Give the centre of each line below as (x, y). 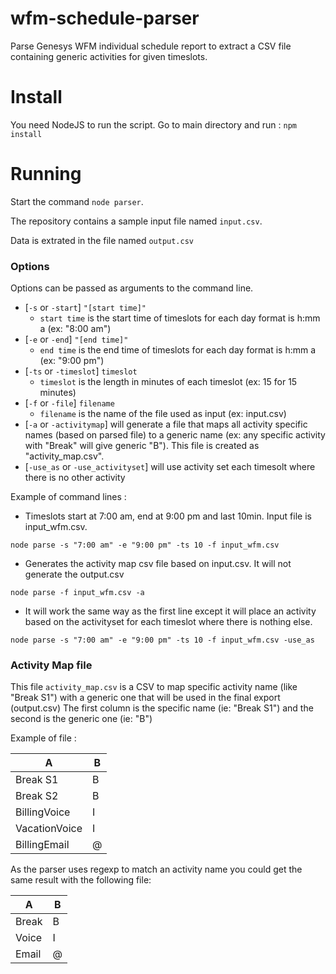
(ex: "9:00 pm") (72, 361)
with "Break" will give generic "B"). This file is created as (142, 446)
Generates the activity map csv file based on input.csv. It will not (158, 564)
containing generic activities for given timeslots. (109, 56)
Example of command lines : (68, 497)
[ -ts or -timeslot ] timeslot (81, 371)
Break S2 (37, 796)
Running (46, 174)
